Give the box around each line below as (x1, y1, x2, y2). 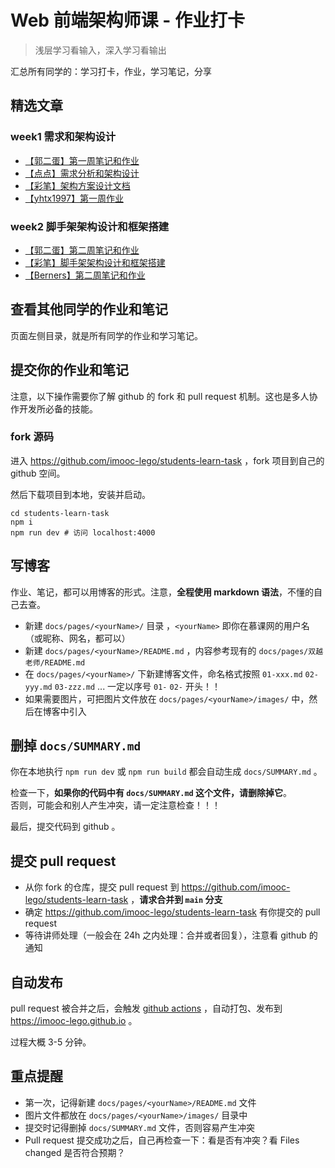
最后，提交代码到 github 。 (10, 821, 121, 833)
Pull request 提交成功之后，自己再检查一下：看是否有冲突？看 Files (24, 1134, 300, 1146)
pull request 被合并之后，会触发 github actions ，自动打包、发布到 (10, 1002, 283, 1015)
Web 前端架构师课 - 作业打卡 (10, 9, 245, 32)
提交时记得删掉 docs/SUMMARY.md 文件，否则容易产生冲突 (24, 1121, 256, 1133)
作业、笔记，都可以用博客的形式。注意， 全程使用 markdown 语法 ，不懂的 (10, 586, 315, 598)
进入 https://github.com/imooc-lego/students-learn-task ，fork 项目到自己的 (10, 454, 325, 466)
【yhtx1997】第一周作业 (24, 192, 124, 204)
